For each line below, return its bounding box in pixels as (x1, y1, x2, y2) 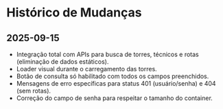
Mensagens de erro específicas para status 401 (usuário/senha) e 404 (16, 80, 217, 87)
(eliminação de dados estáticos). (16, 58, 109, 66)
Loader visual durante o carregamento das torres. (16, 65, 157, 73)
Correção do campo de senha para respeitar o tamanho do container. (16, 94, 213, 102)
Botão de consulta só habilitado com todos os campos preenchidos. (16, 72, 209, 80)
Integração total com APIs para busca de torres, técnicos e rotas (16, 50, 200, 58)
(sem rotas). (16, 87, 51, 95)
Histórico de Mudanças (6, 5, 142, 21)
